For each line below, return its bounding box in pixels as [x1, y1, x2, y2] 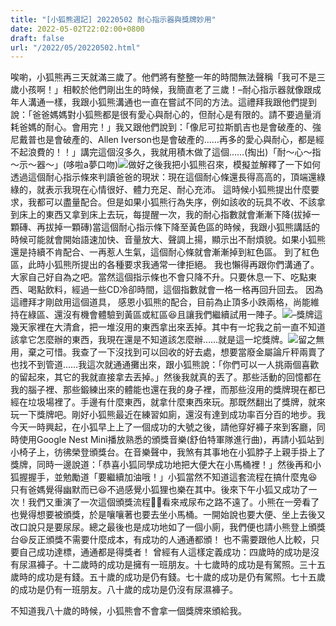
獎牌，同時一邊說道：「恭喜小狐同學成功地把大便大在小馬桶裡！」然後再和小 [10, 459, 322, 471]
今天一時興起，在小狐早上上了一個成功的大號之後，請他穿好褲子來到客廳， [10, 421, 317, 433]
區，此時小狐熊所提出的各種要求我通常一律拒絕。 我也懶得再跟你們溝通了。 [10, 259, 320, 271]
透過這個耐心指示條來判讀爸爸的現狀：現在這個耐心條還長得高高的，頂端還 [10, 171, 317, 183]
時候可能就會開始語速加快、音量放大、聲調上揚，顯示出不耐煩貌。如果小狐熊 [10, 234, 326, 246]
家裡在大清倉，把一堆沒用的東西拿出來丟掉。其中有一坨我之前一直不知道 [27, 321, 326, 333]
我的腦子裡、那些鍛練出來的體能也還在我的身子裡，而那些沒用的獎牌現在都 [10, 384, 317, 396]
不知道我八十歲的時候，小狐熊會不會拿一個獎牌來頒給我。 [10, 605, 247, 617]
